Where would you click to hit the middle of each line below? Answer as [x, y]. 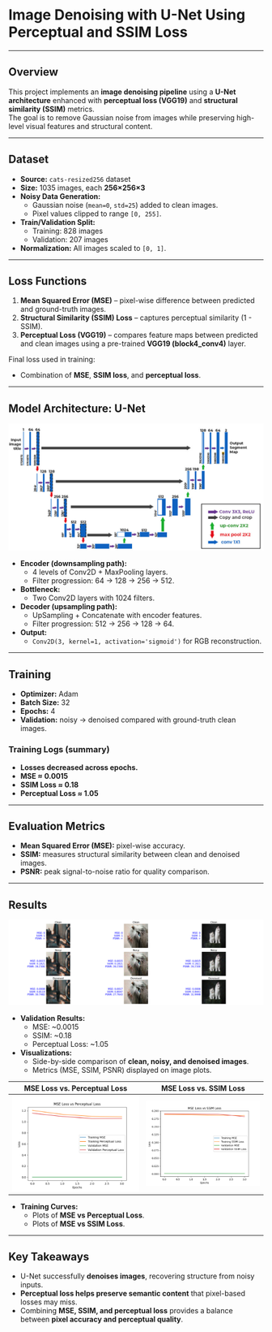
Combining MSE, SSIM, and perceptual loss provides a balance [126, 1311]
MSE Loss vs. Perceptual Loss [76, 1088]
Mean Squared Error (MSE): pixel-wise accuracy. [103, 845]
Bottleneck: [40, 590]
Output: [33, 633]
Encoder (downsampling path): [74, 564]
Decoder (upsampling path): [69, 607]
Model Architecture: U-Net [77, 408]
